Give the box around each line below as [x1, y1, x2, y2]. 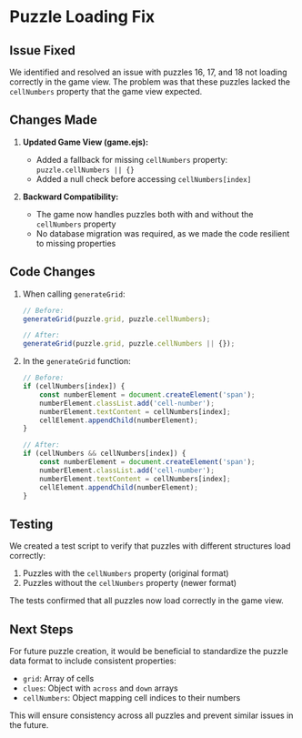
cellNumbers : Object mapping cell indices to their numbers [22, 693, 241, 703]
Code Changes [9, 264, 96, 279]
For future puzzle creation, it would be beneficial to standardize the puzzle [9, 646, 288, 656]
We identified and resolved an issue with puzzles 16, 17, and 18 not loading [9, 66, 288, 77]
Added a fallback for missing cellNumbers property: [35, 154, 228, 165]
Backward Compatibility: [22, 191, 119, 202]
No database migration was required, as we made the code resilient [35, 227, 290, 238]
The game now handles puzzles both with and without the [35, 208, 254, 219]
